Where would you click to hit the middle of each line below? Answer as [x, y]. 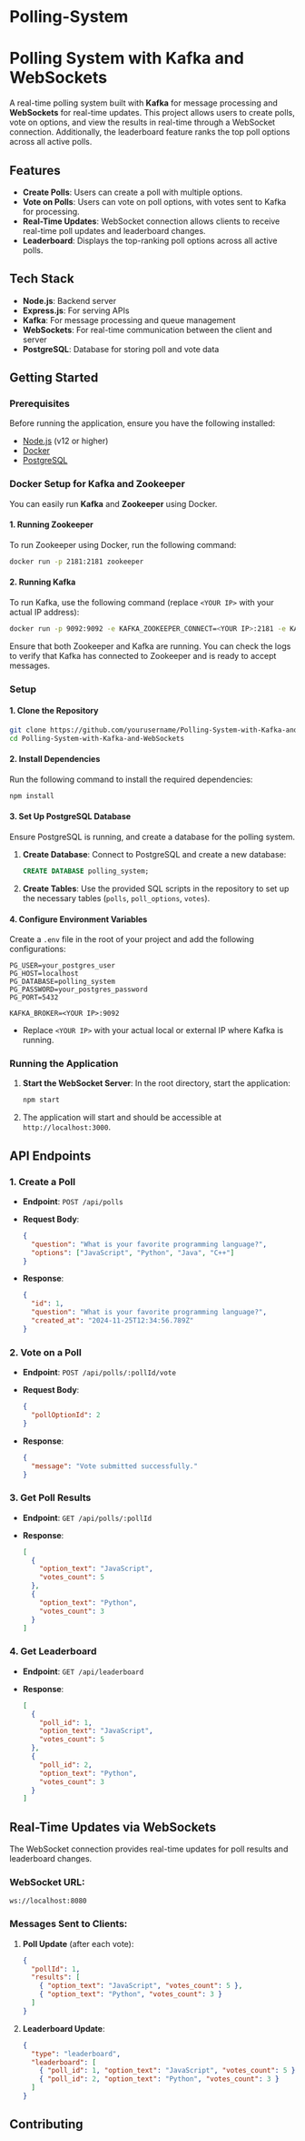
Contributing [46, 2124]
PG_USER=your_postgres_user [63, 966]
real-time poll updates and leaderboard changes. [114, 230]
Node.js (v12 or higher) [65, 441]
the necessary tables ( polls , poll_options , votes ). [116, 898]
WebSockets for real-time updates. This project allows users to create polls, [152, 113]
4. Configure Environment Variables [79, 919]
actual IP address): [44, 613]
